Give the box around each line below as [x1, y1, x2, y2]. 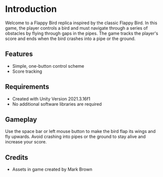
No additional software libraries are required [12, 101, 102, 107]
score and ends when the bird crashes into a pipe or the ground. [5, 36, 136, 42]
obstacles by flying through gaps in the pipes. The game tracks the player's [5, 30, 159, 36]
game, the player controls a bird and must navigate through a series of [5, 25, 148, 31]
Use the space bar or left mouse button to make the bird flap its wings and [5, 129, 156, 134]
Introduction [5, 3, 57, 15]
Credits [5, 153, 29, 162]
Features [5, 50, 33, 58]
